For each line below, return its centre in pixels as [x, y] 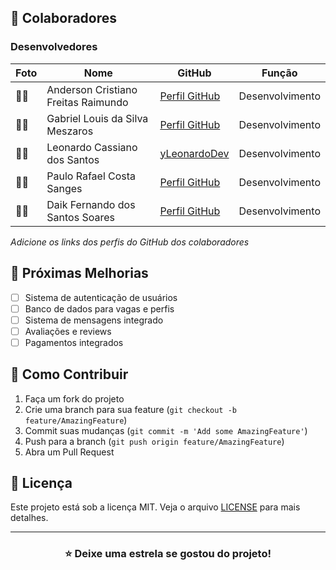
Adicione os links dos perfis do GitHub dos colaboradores [130, 242]
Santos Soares [80, 217]
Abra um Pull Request [69, 452]
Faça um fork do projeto [74, 398]
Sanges [64, 188]
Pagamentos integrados [74, 342]
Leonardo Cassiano [92, 147]
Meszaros [70, 131]
